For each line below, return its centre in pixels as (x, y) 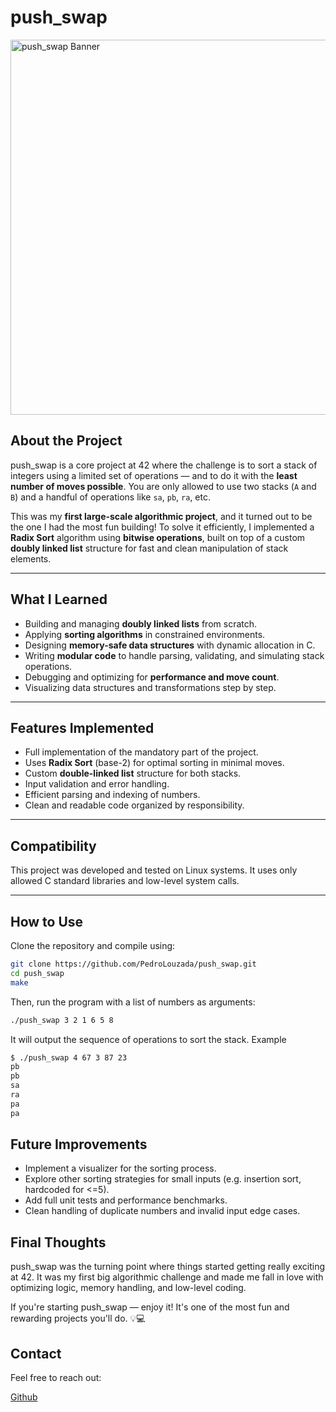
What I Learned (59, 599)
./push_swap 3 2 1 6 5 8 (62, 1020)
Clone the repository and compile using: (93, 945)
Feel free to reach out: (56, 1378)
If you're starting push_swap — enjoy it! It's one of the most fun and (150, 1307)
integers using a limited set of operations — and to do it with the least (154, 475)
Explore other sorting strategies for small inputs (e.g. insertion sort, (163, 1179)
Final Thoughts (58, 1242)
